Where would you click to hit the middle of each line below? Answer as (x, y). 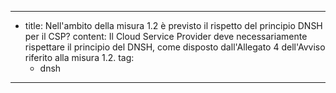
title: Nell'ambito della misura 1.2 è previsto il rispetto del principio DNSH (173, 25)
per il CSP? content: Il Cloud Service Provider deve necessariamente (166, 36)
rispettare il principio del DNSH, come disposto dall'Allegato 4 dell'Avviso (175, 47)
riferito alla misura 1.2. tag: (79, 57)
